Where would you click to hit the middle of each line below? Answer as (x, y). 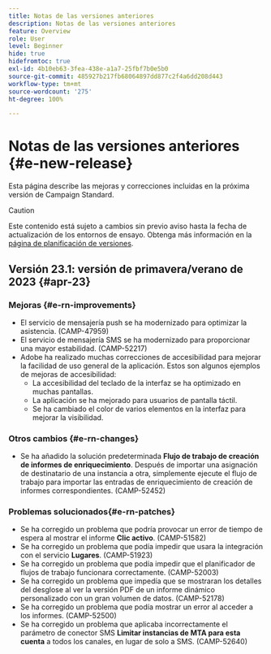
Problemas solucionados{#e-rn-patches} (92, 512)
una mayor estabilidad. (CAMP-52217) (84, 348)
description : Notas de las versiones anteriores (92, 24)
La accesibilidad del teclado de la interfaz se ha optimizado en (136, 383)
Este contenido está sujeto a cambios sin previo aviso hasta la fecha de (128, 226)
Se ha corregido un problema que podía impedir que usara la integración (142, 547)
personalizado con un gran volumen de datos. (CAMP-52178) (122, 599)
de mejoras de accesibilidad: (68, 374)
